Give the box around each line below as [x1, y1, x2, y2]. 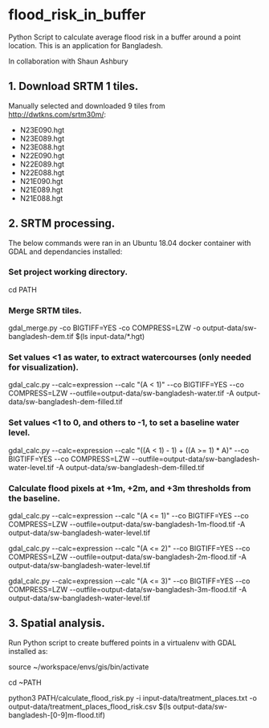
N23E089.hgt [19, 133, 65, 143]
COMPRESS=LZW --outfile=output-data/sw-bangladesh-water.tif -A [8, 388, 234, 399]
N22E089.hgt [19, 159, 65, 169]
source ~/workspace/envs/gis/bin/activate [8, 661, 149, 672]
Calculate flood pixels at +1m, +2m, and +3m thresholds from [8, 482, 251, 493]
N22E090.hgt [19, 150, 65, 160]
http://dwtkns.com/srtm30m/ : [8, 109, 107, 119]
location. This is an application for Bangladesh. [8, 40, 163, 50]
